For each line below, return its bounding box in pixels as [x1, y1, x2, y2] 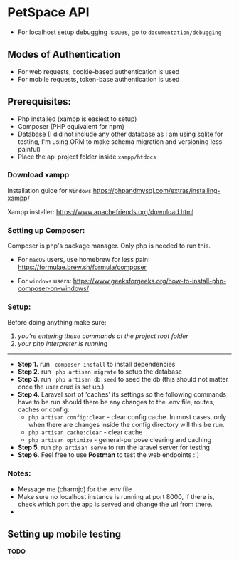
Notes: [7, 468, 31, 478]
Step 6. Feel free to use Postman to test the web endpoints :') [17, 451, 200, 459]
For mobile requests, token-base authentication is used [17, 75, 180, 83]
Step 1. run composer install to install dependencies [17, 360, 176, 369]
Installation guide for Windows [7, 186, 92, 194]
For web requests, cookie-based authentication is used [17, 67, 180, 75]
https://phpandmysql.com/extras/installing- [92, 186, 221, 194]
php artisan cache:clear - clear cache [28, 428, 143, 436]
